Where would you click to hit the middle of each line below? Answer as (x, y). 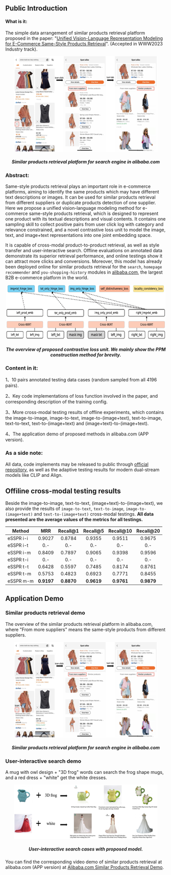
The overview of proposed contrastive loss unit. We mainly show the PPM (86, 349)
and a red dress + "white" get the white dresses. (56, 777)
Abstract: (17, 175)
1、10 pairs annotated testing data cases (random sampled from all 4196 (81, 380)
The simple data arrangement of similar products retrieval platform (75, 33)
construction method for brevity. (86, 355)
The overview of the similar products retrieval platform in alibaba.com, (79, 624)
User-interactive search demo (43, 761)
